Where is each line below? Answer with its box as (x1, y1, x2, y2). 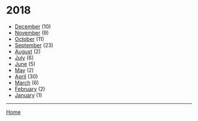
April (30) (14, 73, 38, 80)
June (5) (14, 60, 35, 68)
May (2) (14, 66, 34, 73)
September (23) (14, 42, 54, 49)
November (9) (14, 29, 49, 36)
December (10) (14, 23, 51, 30)
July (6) (14, 54, 34, 61)
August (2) (14, 48, 41, 55)
